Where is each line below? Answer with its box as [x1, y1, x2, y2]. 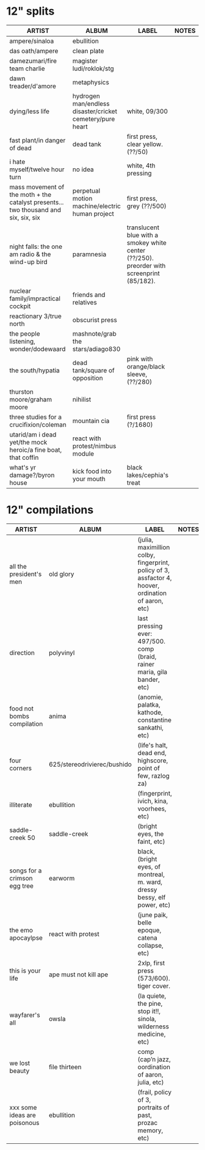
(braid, [137, 652, 157, 661]
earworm [48, 874, 75, 882]
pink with [126, 355, 153, 363]
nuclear [9, 286, 32, 295]
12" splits [6, 4, 55, 18]
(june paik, [137, 910, 168, 919]
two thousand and [9, 205, 62, 214]
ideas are [9, 1111, 36, 1119]
